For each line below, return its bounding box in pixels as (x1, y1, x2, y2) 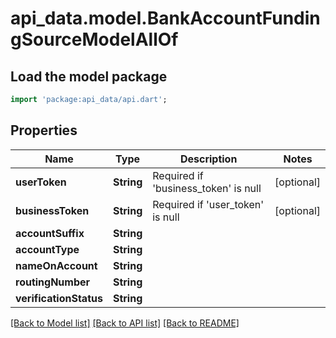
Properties (10, 122, 78, 139)
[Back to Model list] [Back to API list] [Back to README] (10, 317, 240, 329)
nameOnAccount (15, 258, 98, 272)
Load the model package (10, 68, 168, 85)
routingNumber (15, 275, 91, 289)
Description (179, 152, 238, 166)
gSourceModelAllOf (10, 28, 179, 51)
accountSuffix (15, 226, 85, 240)
